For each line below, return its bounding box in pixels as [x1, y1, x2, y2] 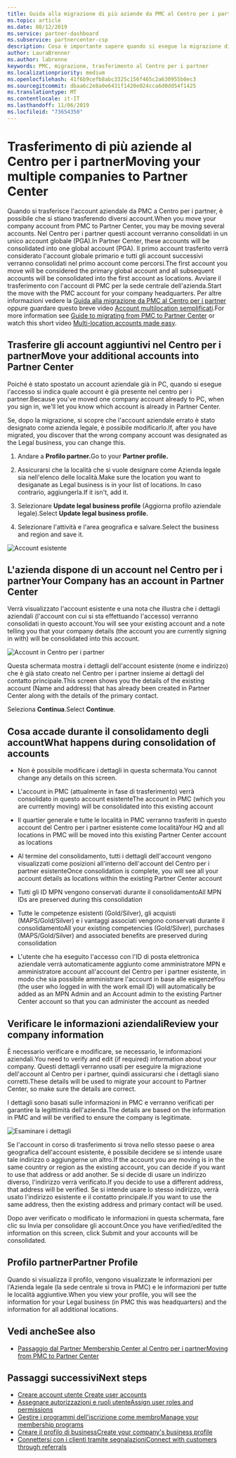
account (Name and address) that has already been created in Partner [7, 684, 211, 692]
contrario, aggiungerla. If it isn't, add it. [17, 488, 129, 496]
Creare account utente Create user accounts [17, 1391, 147, 1399]
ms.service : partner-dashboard [7, 30, 99, 37]
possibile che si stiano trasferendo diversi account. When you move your [7, 214, 216, 222]
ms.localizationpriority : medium [7, 69, 105, 76]
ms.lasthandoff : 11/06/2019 [7, 102, 90, 109]
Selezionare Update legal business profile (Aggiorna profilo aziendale [17, 501, 221, 510]
